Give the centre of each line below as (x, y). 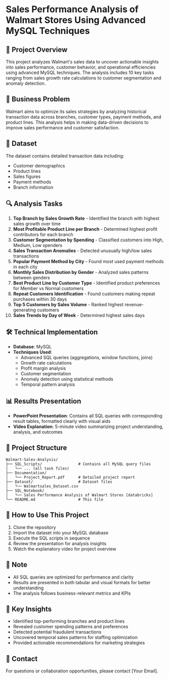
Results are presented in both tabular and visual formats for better (82, 582)
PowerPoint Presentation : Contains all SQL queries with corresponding (88, 416)
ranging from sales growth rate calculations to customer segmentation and (83, 78)
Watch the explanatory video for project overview (65, 549)
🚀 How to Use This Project (47, 515)
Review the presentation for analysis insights (60, 543)
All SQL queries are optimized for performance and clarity (73, 577)
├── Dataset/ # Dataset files (59, 482)
